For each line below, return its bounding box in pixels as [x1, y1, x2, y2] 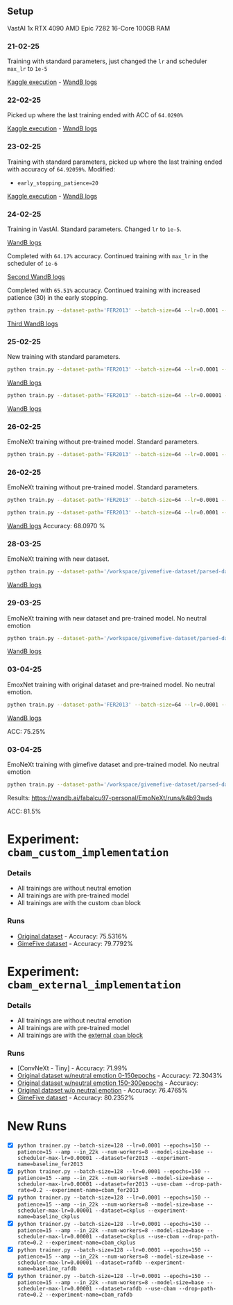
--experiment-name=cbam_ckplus [45, 1239, 136, 1246]
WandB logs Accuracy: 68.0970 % [7, 522, 105, 530]
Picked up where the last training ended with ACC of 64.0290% [7, 111, 184, 119]
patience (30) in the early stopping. [7, 294, 108, 301]
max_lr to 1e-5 [7, 65, 48, 73]
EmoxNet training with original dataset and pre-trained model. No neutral [7, 680, 215, 689]
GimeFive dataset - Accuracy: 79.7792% [17, 939, 134, 948]
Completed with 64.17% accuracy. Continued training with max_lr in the [7, 252, 209, 260]
